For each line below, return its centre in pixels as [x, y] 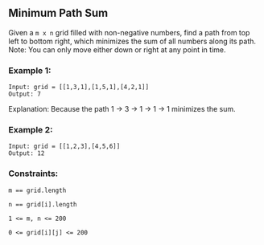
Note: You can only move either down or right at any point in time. [118, 49]
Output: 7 [25, 94]
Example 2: [31, 130]
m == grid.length [37, 190]
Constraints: [33, 174]
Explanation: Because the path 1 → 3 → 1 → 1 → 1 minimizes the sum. [122, 109]
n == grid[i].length [43, 204]
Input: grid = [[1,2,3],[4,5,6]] [64, 147]
